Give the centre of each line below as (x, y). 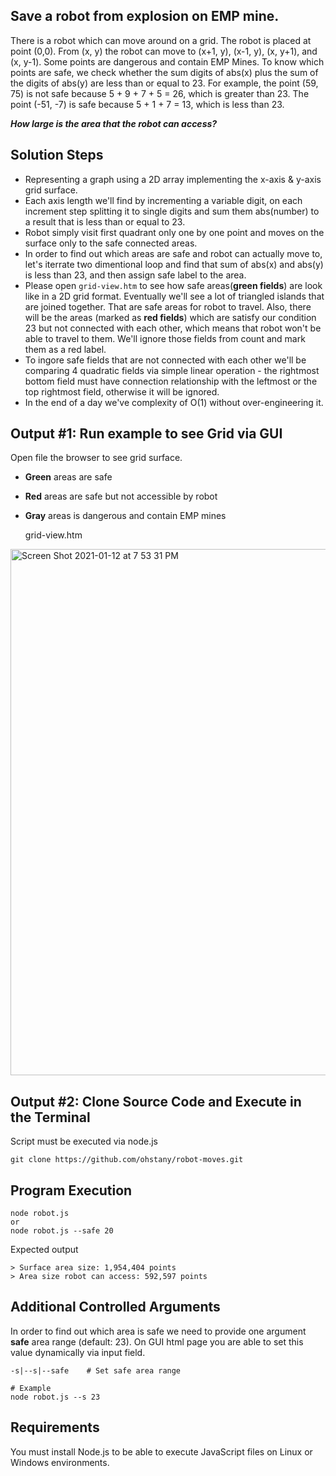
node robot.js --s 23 (55, 1397)
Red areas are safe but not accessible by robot (121, 496)
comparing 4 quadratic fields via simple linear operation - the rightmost (172, 370)
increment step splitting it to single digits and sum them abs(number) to (172, 211)
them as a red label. (65, 349)
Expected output (44, 1250)
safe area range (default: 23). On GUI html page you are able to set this (157, 1341)
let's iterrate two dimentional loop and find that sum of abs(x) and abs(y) (174, 264)
